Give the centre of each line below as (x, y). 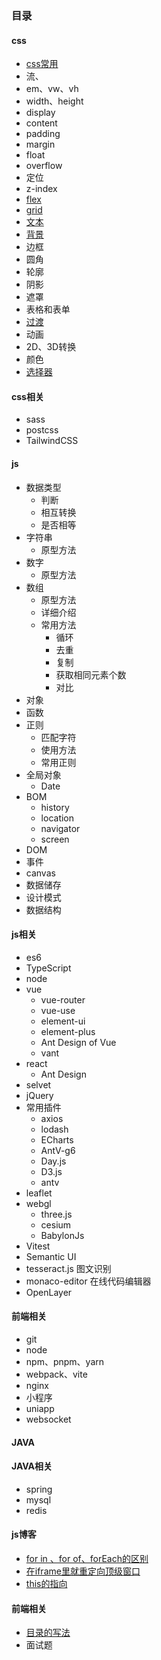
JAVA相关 (32, 1466)
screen (55, 839)
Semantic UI (51, 1256)
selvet (38, 1084)
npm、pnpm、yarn (65, 1361)
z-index (41, 189)
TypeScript (48, 968)
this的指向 (46, 1583)
